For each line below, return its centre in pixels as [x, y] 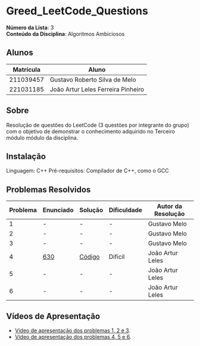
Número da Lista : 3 [30, 27]
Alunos [20, 53]
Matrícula [26, 69]
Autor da [170, 206]
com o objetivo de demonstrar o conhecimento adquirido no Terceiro [91, 131]
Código [90, 257]
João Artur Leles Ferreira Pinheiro [97, 89]
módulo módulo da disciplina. [42, 137]
